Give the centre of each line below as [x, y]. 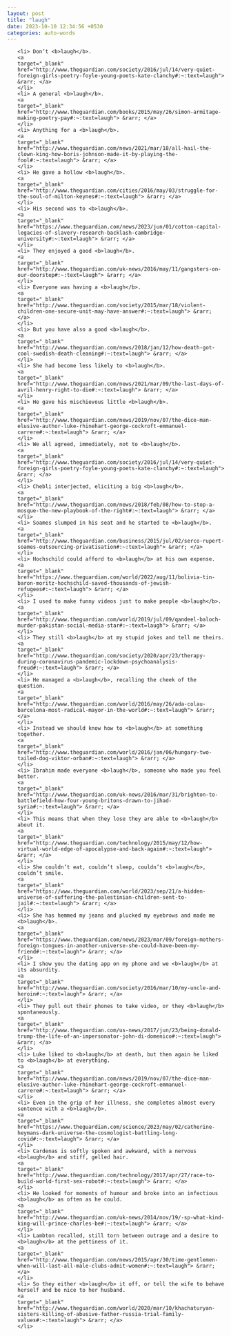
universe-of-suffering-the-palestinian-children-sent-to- [102, 898]
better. [28, 777]
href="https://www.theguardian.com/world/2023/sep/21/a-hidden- [111, 891]
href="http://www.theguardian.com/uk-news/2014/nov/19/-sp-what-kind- [121, 1218]
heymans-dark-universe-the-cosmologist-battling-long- [98, 1133]
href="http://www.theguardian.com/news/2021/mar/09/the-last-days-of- [121, 384]
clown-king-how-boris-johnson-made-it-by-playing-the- [98, 155]
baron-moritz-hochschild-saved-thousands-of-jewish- [94, 583]
